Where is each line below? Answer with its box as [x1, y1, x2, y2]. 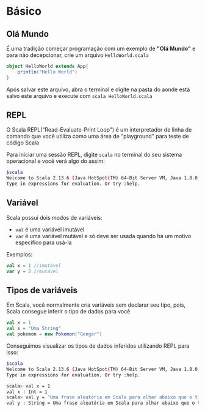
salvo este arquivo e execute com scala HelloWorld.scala [6, 92, 153, 99]
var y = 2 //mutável [6, 268, 59, 274]
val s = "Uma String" [6, 326, 62, 332]
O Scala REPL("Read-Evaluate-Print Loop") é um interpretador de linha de [6, 126, 192, 133]
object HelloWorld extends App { [6, 63, 88, 69]
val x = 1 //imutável [6, 262, 62, 269]
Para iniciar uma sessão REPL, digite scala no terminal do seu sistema [6, 151, 182, 159]
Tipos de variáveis [6, 285, 78, 296]
